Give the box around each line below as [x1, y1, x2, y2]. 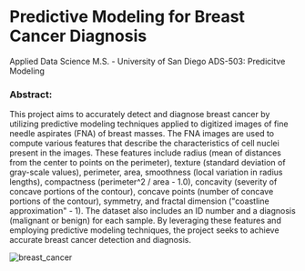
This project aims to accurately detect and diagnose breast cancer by [9, 109, 270, 120]
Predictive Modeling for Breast [9, 6, 246, 27]
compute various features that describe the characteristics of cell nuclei [9, 138, 280, 149]
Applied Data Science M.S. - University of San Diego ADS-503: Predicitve [9, 55, 286, 66]
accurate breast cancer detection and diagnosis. [9, 235, 191, 246]
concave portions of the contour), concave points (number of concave [9, 186, 274, 197]
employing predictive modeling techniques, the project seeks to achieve [9, 225, 280, 236]
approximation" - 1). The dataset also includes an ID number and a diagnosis [9, 206, 296, 216]
